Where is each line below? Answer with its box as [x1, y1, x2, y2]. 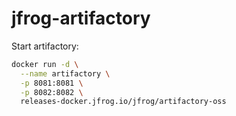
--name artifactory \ [20, 68, 111, 79]
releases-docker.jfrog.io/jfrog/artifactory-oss [20, 97, 227, 107]
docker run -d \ [11, 59, 79, 69]
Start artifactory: [11, 40, 79, 52]
